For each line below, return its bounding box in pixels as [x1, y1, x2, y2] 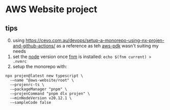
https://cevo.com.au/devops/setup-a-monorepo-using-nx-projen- [25, 37, 165, 43]
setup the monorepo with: [12, 64, 67, 69]
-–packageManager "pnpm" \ [10, 87, 67, 92]
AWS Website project [5, 4, 98, 15]
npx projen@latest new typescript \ [5, 73, 83, 78]
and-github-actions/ [12, 43, 55, 49]
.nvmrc [12, 59, 27, 64]
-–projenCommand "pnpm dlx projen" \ [10, 91, 90, 96]
